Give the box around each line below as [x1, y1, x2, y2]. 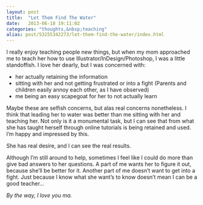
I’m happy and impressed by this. [6, 131, 89, 138]
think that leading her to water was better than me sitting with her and [6, 111, 181, 118]
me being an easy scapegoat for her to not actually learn [15, 93, 157, 100]
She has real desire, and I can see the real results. [6, 142, 132, 149]
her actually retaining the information [15, 73, 108, 81]
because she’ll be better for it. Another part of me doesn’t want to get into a [6, 167, 196, 174]
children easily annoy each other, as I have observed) [15, 86, 150, 93]
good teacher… [6, 180, 44, 187]
